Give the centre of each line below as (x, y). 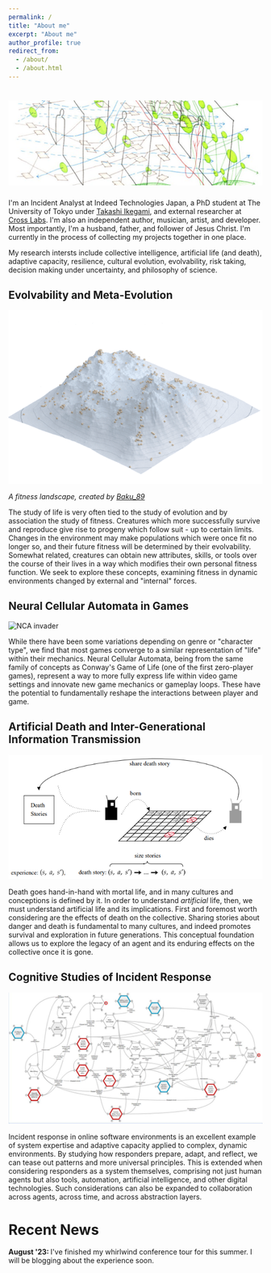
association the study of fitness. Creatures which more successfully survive (134, 521)
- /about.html (39, 69)
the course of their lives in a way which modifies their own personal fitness (133, 564)
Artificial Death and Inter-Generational (107, 727)
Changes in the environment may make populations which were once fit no (133, 538)
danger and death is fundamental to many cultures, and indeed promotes (130, 926)
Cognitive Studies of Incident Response (110, 977)
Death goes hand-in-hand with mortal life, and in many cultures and (121, 892)
